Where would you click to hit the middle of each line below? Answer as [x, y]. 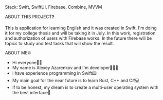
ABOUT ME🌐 [18, 53]
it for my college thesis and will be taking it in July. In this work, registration [80, 33]
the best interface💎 [31, 92]
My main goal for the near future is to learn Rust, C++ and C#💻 [76, 80]
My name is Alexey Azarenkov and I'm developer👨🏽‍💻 [65, 68]
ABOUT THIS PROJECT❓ [30, 17]
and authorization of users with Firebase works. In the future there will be [79, 38]
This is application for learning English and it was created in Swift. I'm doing [81, 28]
